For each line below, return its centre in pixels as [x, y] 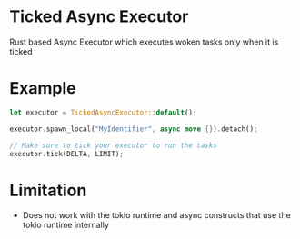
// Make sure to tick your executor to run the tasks [114, 145]
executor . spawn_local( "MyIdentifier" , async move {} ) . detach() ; [134, 129]
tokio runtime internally [65, 225]
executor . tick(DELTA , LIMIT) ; [67, 154]
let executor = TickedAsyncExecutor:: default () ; [103, 112]
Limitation [48, 190]
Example [43, 89]
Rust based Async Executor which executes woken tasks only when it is [144, 42]
